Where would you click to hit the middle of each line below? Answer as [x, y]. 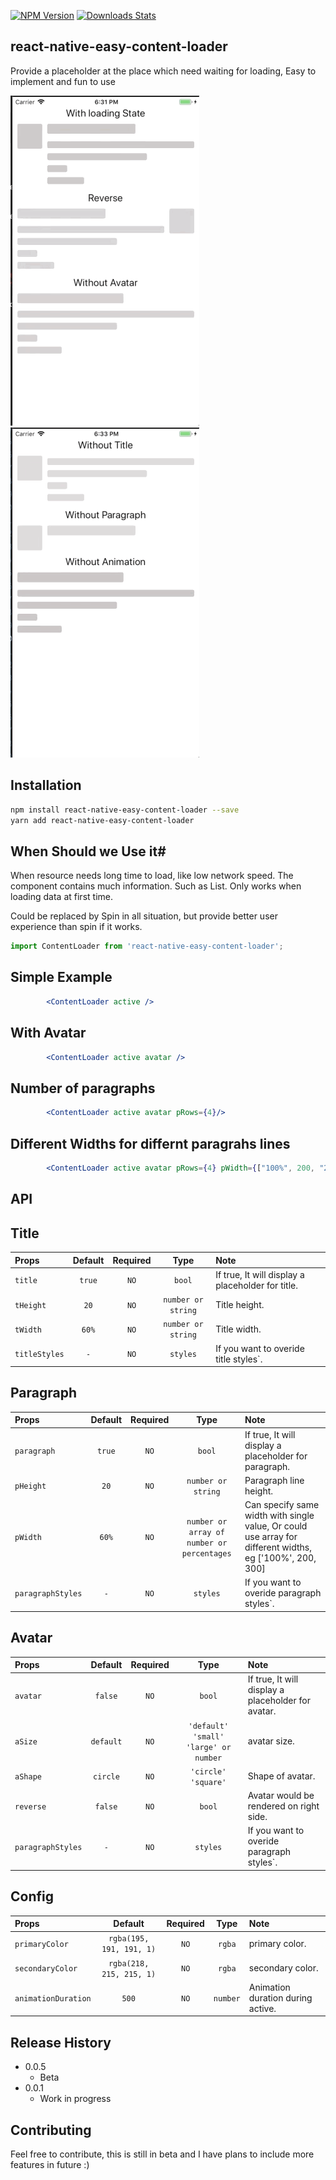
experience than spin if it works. [76, 927]
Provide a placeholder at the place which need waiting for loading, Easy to [163, 71]
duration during [280, 1997]
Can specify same [282, 1505]
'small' [208, 1736]
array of [206, 1532]
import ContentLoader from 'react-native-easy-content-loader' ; [147, 946]
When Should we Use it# [88, 851]
